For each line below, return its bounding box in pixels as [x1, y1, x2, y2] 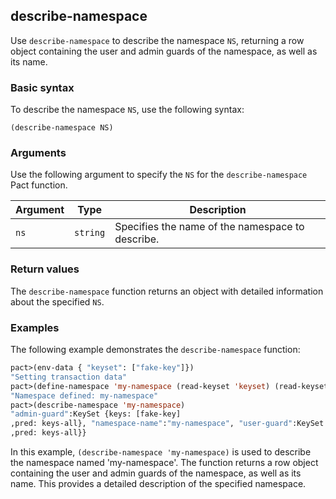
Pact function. [10, 179, 68, 191]
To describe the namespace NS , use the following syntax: [10, 104, 245, 116]
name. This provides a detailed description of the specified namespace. [10, 478, 307, 489]
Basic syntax [10, 80, 75, 94]
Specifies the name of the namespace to [114, 220, 305, 234]
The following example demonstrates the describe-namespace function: [10, 344, 301, 355]
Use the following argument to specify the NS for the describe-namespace [10, 169, 308, 181]
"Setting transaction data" [10, 372, 128, 382]
